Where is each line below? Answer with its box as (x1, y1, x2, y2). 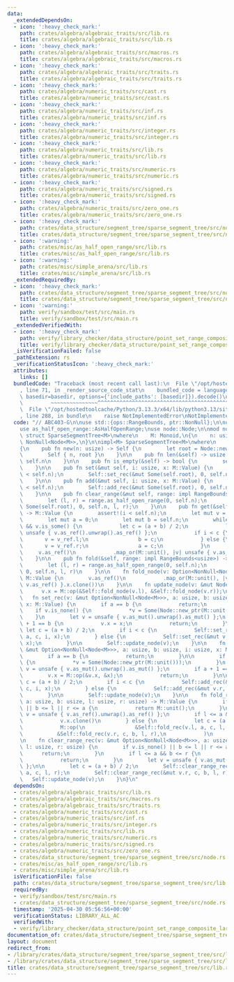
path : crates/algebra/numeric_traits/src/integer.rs (19, 127, 176, 134)
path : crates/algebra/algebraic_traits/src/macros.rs (19, 50, 179, 57)
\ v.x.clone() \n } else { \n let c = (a (19, 717, 226, 724)
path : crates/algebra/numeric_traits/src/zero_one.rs (19, 205, 179, 212)
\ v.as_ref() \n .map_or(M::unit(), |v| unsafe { (19, 549, 210, 556)
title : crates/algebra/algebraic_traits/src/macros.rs (19, 56, 182, 63)
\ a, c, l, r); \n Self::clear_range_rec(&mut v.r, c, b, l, (19, 769, 219, 777)
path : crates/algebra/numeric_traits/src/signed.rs (19, 186, 173, 193)
